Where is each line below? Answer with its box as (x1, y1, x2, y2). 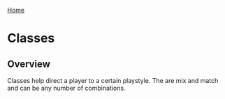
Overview (7, 58, 51, 70)
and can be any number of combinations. (7, 84, 126, 92)
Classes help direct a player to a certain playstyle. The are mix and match (7, 77, 219, 84)
